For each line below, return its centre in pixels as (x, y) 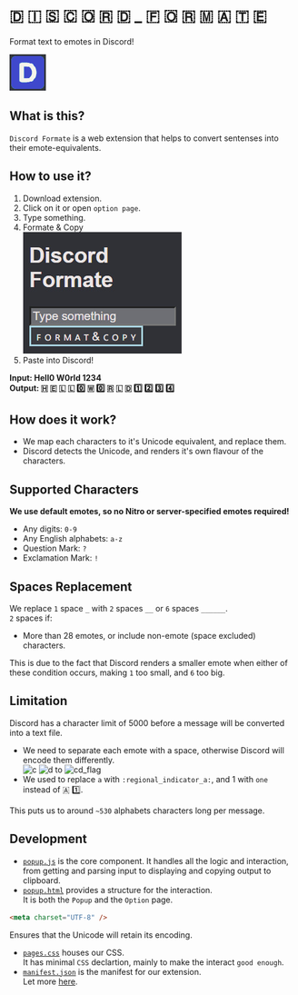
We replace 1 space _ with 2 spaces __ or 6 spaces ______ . (119, 608)
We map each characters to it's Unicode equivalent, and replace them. (154, 442)
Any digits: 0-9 (50, 529)
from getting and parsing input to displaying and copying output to (147, 871)
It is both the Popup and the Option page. (98, 900)
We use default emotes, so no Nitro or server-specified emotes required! (149, 512)
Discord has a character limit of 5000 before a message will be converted (147, 722)
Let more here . (50, 981)
